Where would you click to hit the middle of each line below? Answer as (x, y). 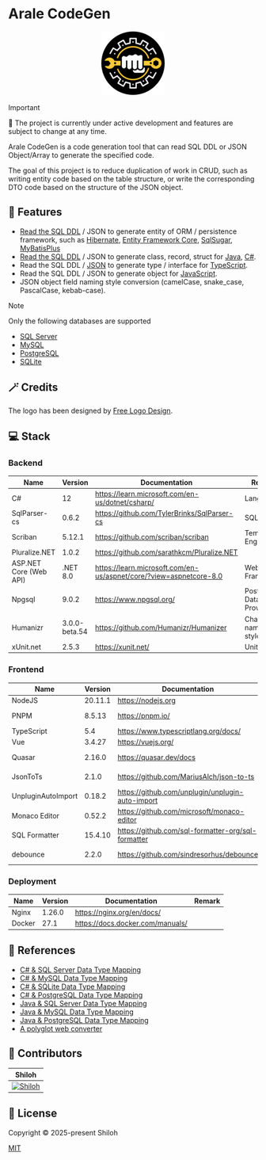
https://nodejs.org (147, 700)
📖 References (42, 950)
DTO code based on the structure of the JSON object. (96, 187)
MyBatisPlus (40, 248)
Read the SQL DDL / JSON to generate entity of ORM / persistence (128, 231)
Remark (207, 901)
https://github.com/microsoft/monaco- (181, 811)
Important (24, 107)
